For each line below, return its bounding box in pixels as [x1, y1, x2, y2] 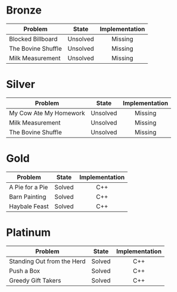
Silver [6, 78, 35, 91]
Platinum [6, 226, 51, 239]
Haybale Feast [9, 202, 49, 210]
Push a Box [9, 267, 40, 275]
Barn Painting [9, 192, 47, 201]
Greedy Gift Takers [9, 276, 61, 284]
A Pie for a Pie [9, 183, 48, 191]
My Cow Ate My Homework [9, 109, 86, 117]
